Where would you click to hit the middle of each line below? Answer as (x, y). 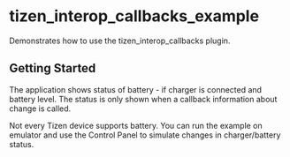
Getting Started (53, 68)
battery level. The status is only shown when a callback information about (143, 99)
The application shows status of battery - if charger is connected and (136, 89)
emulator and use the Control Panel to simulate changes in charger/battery (145, 135)
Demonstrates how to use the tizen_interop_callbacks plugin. (120, 41)
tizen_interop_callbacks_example (134, 16)
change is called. (40, 108)
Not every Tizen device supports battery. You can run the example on (136, 125)
